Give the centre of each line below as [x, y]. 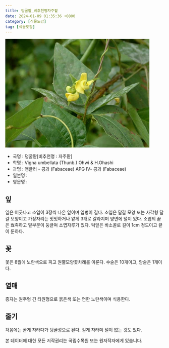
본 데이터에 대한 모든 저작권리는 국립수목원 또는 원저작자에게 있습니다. [74, 340]
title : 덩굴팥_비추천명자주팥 [32, 11]
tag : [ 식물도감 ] [20, 27]
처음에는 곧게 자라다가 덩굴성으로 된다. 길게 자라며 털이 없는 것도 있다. [74, 330]
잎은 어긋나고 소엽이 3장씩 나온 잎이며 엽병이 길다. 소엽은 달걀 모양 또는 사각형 [82, 212]
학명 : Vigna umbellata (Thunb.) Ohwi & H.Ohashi [63, 163]
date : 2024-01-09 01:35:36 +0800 [40, 16]
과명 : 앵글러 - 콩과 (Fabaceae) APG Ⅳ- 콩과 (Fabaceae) [69, 169]
